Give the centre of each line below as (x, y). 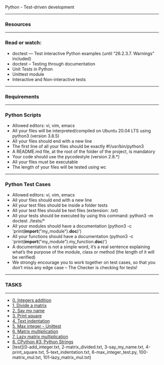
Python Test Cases (28, 184)
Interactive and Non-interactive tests (49, 79)
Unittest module (28, 74)
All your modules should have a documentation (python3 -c (72, 226)
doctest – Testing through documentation (53, 64)
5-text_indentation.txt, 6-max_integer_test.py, (92, 352)
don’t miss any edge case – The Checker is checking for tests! (75, 268)
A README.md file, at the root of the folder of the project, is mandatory (83, 151)
